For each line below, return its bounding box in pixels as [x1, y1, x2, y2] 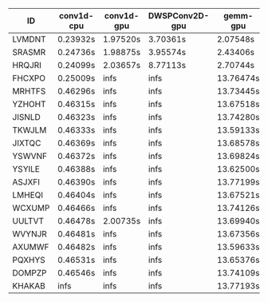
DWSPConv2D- [148, 10, 210, 21]
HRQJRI [12, 60, 42, 70]
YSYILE [12, 164, 40, 174]
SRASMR [12, 47, 46, 58]
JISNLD [12, 112, 41, 122]
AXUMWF [12, 241, 49, 252]
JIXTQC [12, 137, 41, 149]
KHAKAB [12, 280, 45, 291]
